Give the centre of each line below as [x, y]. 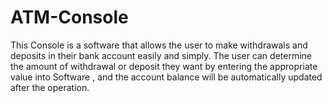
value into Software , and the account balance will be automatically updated [166, 77]
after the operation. [50, 87]
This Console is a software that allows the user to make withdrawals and [159, 45]
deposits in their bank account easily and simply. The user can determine [161, 55]
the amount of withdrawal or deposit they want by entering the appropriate [164, 66]
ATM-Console [69, 17]
